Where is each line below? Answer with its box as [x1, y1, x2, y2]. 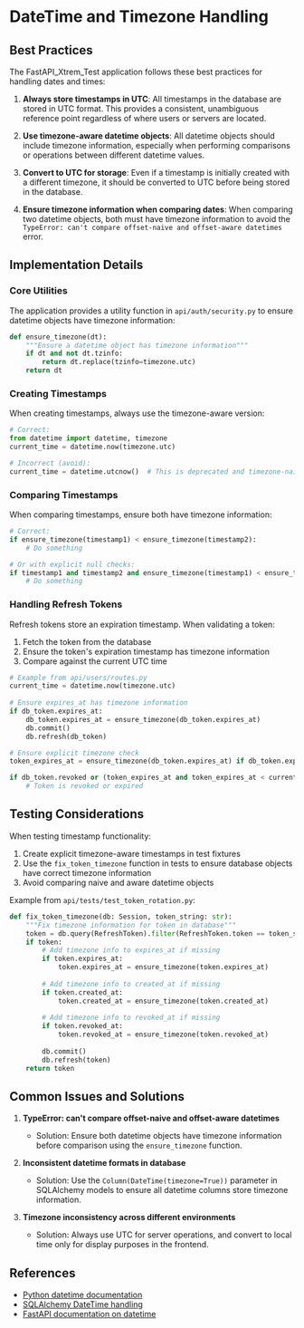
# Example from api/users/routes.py [9, 673, 147, 682]
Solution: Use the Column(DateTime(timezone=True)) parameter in [35, 1175, 278, 1186]
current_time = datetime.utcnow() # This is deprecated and [9, 467, 245, 476]
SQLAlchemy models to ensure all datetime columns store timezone [35, 1185, 289, 1196]
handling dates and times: [9, 76, 106, 87]
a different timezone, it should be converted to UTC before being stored [22, 177, 290, 188]
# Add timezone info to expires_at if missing [42, 946, 221, 955]
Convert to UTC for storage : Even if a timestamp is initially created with [22, 168, 290, 178]
